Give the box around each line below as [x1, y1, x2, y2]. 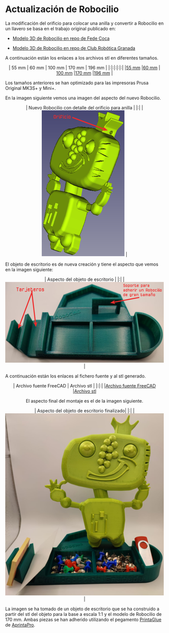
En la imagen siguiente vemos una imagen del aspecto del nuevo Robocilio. [5, 95, 161, 101]
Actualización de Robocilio [5, 4, 119, 15]
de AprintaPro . [5, 622, 35, 628]
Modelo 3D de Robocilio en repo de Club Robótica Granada [12, 45, 136, 51]
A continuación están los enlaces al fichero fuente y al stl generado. [5, 373, 146, 379]
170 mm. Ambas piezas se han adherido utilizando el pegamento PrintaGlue [5, 616, 162, 623]
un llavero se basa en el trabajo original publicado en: [5, 25, 116, 31]
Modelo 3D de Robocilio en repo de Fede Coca [12, 35, 110, 41]
